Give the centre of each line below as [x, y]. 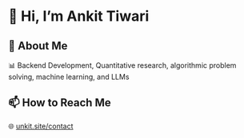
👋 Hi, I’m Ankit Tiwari [79, 16]
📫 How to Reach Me [60, 103]
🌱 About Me [38, 46]
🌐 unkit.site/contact [41, 126]
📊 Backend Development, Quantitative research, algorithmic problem [122, 65]
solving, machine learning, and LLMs [69, 77]
